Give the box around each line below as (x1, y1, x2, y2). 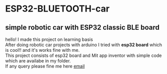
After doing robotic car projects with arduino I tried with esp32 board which (5, 42, 162, 48)
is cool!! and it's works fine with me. (5, 47, 80, 53)
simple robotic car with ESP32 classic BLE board (5, 23, 160, 32)
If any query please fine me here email (5, 63, 85, 69)
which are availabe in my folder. (5, 58, 71, 63)
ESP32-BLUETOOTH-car (5, 3, 110, 15)
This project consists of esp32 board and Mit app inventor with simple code (5, 52, 162, 58)
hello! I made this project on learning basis (5, 36, 93, 42)
